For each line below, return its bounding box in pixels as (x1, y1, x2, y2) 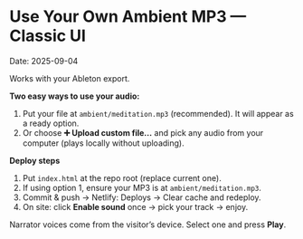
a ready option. (22, 118, 80, 129)
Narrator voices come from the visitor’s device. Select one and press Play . (9, 219, 287, 230)
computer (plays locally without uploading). (22, 138, 185, 148)
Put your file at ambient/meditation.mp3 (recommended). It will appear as (22, 108, 294, 119)
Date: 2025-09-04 (9, 55, 79, 66)
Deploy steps (9, 155, 61, 166)
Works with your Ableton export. (9, 72, 130, 83)
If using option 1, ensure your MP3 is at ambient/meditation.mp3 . (22, 182, 262, 193)
